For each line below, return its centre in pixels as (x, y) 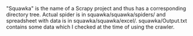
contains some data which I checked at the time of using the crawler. (91, 27)
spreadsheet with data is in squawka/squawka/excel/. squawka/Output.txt (96, 21)
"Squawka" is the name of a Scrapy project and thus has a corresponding (96, 8)
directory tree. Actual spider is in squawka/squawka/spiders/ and (86, 15)
